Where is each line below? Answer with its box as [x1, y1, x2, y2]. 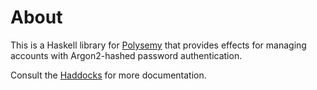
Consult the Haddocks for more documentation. [10, 69, 207, 81]
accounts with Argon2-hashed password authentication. [10, 49, 243, 61]
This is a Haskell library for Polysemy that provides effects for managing [10, 39, 307, 51]
